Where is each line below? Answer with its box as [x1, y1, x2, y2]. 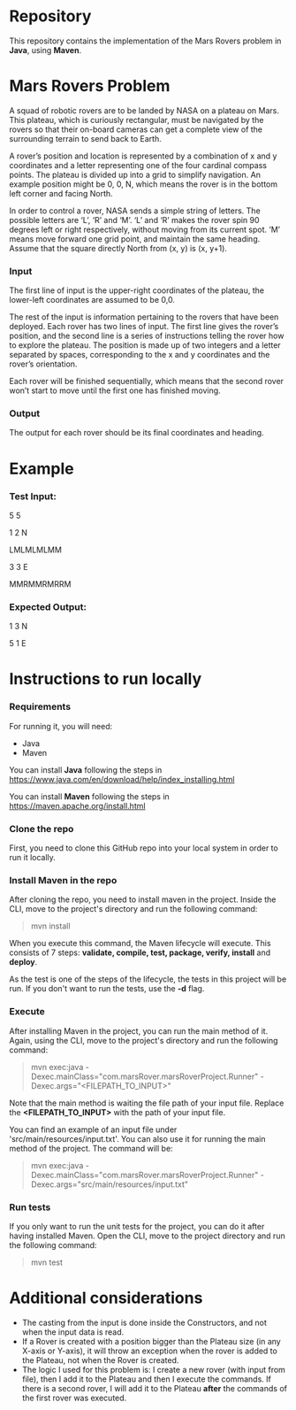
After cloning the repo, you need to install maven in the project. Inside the [9, 894, 277, 905]
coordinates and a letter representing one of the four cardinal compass [9, 159, 268, 170]
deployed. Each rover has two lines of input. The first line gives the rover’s [9, 321, 279, 332]
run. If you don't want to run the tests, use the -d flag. [9, 983, 205, 994]
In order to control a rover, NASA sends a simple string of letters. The [9, 205, 261, 216]
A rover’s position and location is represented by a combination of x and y [9, 150, 277, 161]
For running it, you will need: [9, 720, 113, 731]
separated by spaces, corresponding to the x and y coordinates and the [9, 350, 270, 360]
